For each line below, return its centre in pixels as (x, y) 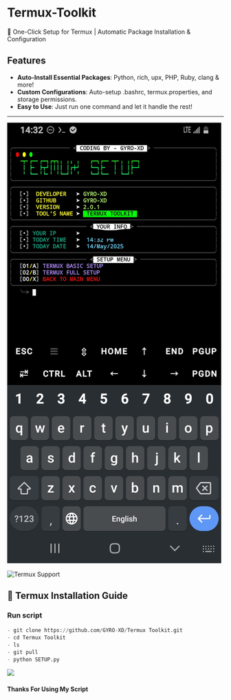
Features (26, 61)
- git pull (23, 653)
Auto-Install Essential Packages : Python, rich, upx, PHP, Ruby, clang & (118, 77)
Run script (25, 615)
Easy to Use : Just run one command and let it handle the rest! (104, 106)
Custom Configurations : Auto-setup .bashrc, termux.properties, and (114, 92)
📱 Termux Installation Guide (68, 596)
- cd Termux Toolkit (37, 638)
